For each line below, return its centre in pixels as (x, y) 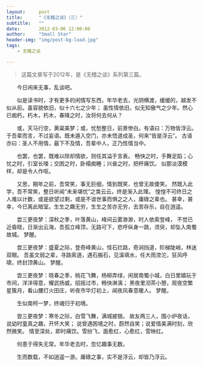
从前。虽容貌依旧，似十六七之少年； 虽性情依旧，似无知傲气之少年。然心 (102, 108)
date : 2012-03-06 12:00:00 (48, 29)
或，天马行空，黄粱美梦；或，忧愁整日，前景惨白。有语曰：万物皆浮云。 (107, 128)
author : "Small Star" (39, 34)
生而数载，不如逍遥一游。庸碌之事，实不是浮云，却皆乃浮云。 (93, 356)
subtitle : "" (25, 23)
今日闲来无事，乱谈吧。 (46, 87)
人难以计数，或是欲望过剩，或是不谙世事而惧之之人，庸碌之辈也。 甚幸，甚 (100, 199)
